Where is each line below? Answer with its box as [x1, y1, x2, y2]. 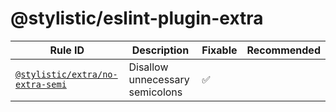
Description [131, 43, 190, 57]
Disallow [128, 60, 169, 74]
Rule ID [49, 43, 85, 57]
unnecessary [128, 72, 190, 86]
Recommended [246, 43, 321, 57]
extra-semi [15, 78, 67, 90]
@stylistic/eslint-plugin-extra [10, 7, 264, 30]
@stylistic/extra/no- [15, 68, 118, 80]
